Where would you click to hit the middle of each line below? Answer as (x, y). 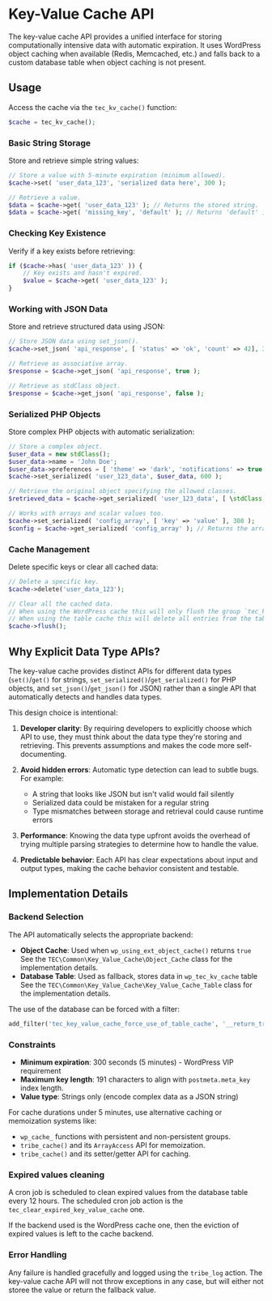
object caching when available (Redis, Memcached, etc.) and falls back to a (134, 53)
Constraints (32, 1044)
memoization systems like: (53, 1120)
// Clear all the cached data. (61, 604)
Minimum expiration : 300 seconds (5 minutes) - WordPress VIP (127, 1062)
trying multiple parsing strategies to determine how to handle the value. (139, 844)
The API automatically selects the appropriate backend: (101, 934)
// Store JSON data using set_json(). (74, 342)
